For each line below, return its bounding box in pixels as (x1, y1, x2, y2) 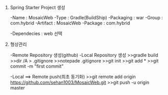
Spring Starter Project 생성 (10, 5, 65, 10)
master (10, 85, 25, 90)
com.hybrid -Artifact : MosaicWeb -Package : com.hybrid (10, 20, 130, 26)
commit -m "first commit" (10, 63, 64, 69)
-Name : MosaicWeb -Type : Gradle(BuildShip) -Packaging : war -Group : (10, 15, 163, 20)
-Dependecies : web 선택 (10, 30, 63, 37)
